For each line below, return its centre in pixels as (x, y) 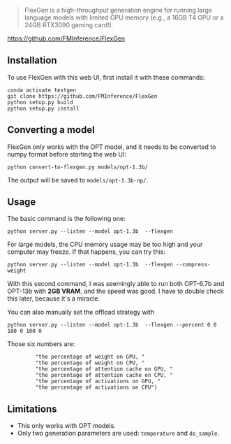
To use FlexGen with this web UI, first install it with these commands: (106, 77)
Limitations (32, 409)
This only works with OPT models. (67, 426)
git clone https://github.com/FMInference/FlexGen (82, 96)
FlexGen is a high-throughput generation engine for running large (118, 10)
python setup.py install (43, 108)
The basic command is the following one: (66, 219)
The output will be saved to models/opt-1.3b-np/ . (78, 180)
